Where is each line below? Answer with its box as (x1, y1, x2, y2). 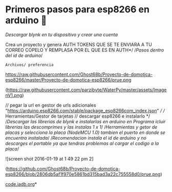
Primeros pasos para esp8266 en (5, 4, 150, 15)
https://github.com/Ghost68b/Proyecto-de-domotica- (7, 165, 120, 171)
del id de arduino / (5, 52, 43, 59)
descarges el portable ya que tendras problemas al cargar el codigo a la (5, 140, 159, 146)
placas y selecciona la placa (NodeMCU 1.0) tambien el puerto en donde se (5, 129, 165, 136)
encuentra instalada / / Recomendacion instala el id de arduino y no (5, 135, 147, 141)
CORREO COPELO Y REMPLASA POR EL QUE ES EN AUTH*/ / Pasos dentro (5, 47, 164, 53)
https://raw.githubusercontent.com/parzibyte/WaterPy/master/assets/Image (7, 86, 167, 93)
